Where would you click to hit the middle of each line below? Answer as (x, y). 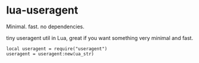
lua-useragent (42, 10)
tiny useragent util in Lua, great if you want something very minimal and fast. (100, 38)
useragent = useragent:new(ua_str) (50, 54)
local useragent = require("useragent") (57, 49)
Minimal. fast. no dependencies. (45, 26)
